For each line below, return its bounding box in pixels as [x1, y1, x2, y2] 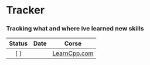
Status [9, 39, 28, 47]
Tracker [6, 4, 45, 17]
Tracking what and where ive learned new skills [6, 25, 144, 33]
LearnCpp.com [52, 49, 94, 57]
